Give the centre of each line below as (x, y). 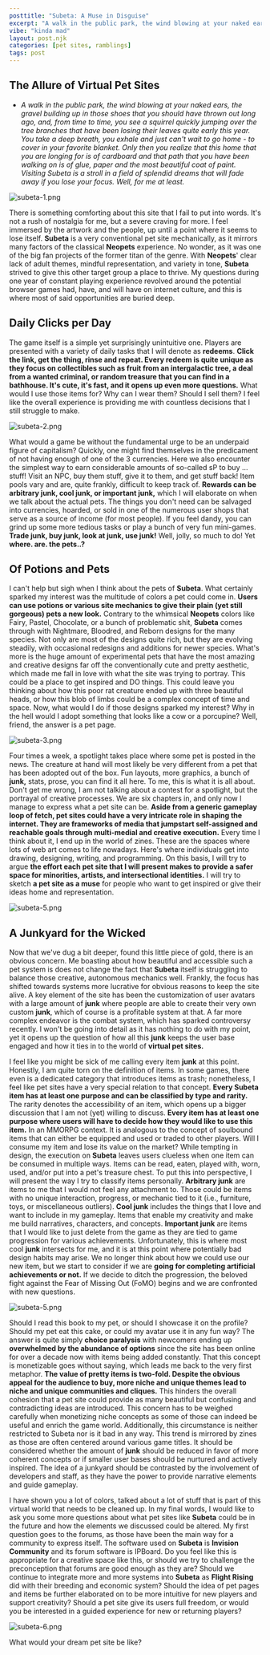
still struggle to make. (44, 411)
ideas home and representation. (62, 892)
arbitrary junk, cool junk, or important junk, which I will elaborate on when (133, 493)
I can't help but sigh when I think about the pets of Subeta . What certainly (131, 588)
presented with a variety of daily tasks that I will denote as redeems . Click (132, 351)
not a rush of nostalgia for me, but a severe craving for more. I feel (119, 221)
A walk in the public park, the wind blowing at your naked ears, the (131, 104)
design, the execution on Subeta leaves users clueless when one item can (132, 1155)
